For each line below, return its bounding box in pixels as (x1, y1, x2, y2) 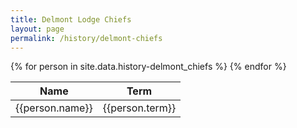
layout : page (10, 24, 65, 34)
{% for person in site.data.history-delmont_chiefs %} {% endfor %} (10, 61, 287, 73)
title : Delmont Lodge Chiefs (10, 14, 132, 25)
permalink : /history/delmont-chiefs (10, 33, 163, 43)
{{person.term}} (102, 101, 177, 115)
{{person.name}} (15, 101, 93, 115)
